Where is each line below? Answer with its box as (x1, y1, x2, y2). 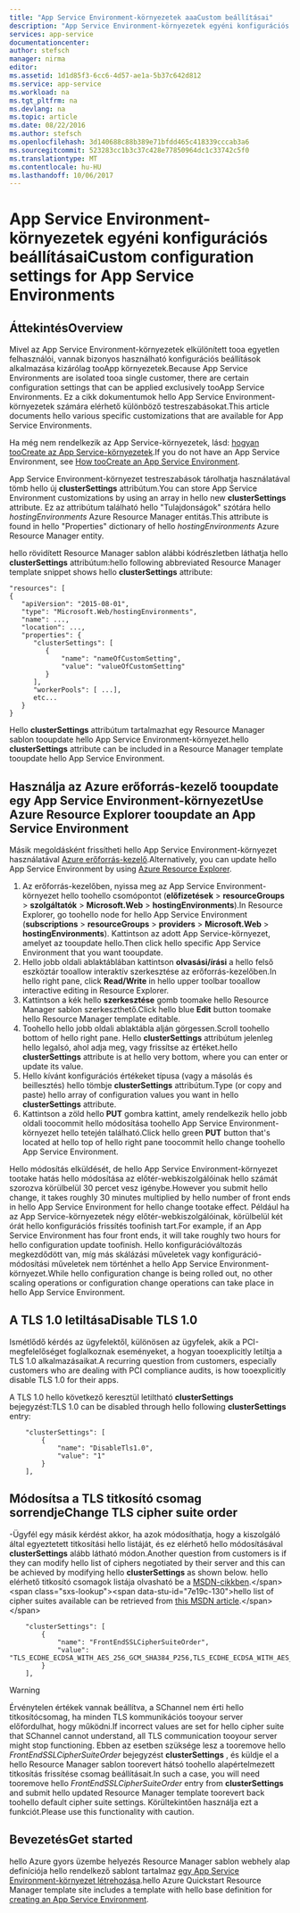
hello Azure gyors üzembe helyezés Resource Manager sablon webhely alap (9, 1856, 290, 1867)
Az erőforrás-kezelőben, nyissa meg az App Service (21, 881, 215, 892)
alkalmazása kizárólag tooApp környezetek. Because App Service (9, 363, 248, 374)
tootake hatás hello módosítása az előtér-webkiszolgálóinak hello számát (9, 1173, 279, 1184)
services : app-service (9, 29, 94, 38)
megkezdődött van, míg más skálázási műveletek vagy (9, 1249, 211, 1260)
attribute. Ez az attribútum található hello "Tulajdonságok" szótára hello (9, 502, 271, 513)
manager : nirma (9, 54, 66, 63)
